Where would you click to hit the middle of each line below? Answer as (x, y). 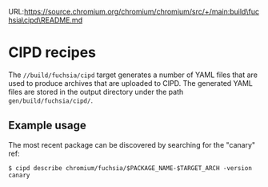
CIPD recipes (52, 53)
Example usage (47, 126)
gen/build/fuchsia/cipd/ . (51, 100)
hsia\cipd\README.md (45, 20)
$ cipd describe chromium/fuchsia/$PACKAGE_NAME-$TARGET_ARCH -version (130, 168)
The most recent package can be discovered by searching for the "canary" (132, 144)
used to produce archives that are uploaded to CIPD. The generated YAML (131, 83)
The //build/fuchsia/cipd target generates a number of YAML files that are (133, 75)
